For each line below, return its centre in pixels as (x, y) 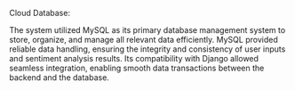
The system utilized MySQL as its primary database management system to (147, 30)
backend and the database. (59, 78)
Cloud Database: (40, 13)
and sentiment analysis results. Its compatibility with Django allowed (134, 58)
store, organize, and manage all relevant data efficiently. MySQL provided (144, 40)
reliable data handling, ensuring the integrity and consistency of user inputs (147, 49)
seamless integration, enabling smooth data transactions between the (137, 68)
